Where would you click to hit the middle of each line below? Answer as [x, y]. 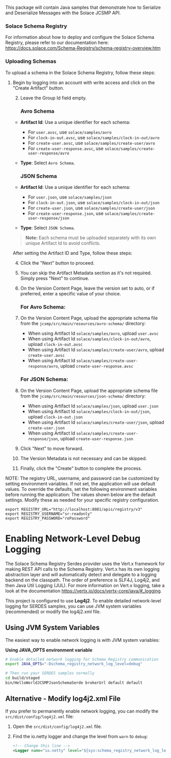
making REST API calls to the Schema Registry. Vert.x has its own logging [82, 569]
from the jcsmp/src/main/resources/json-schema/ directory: [83, 396]
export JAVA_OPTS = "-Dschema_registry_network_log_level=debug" [74, 664]
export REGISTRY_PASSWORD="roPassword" [48, 518]
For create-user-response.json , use [66, 213]
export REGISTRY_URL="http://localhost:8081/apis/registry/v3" [74, 509]
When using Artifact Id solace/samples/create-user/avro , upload [96, 350]
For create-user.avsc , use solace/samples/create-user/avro [91, 143]
